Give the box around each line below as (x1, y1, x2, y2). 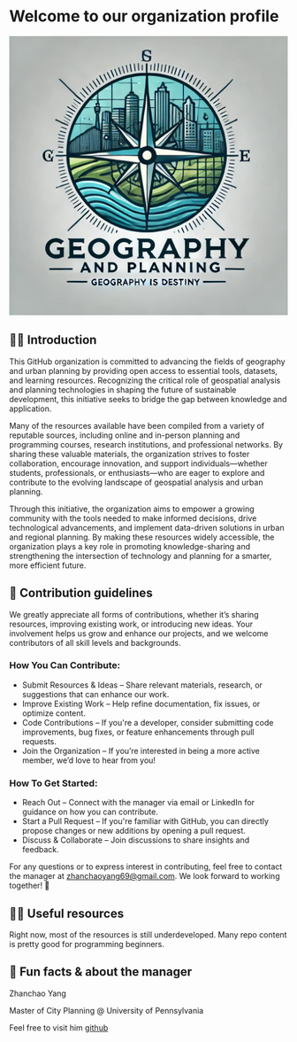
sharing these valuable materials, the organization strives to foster (9, 448, 250, 459)
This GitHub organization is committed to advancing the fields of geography (9, 356, 286, 367)
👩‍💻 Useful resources (9, 906, 125, 921)
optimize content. (21, 707, 87, 719)
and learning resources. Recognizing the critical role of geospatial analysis (9, 375, 281, 385)
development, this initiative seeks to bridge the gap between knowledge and (9, 393, 287, 404)
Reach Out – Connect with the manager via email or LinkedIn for (21, 797, 255, 808)
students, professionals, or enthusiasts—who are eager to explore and (9, 467, 265, 478)
